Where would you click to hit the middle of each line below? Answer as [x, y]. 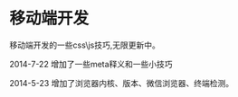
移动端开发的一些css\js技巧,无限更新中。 [85, 45]
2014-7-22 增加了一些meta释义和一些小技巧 [91, 64]
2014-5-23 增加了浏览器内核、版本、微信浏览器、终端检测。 [121, 83]
